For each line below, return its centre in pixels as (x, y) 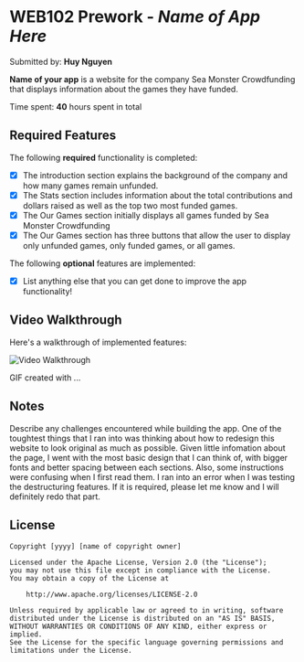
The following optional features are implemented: (103, 263)
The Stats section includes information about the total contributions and (157, 195)
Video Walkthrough (66, 320)
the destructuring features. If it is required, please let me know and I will (145, 486)
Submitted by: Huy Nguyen (61, 61)
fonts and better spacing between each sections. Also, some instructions (147, 467)
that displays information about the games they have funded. (124, 89)
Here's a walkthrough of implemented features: (98, 342)
